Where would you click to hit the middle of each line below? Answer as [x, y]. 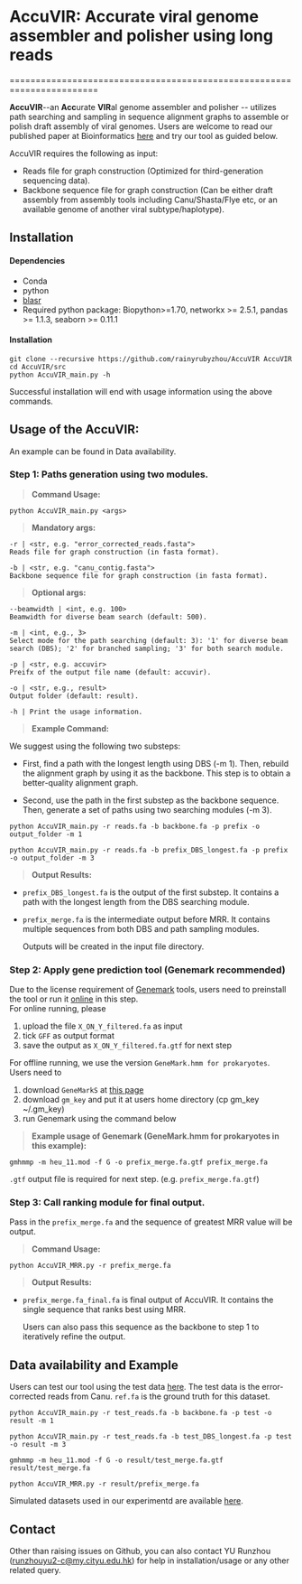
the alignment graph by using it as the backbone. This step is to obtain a [156, 773]
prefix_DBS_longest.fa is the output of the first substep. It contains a [151, 892]
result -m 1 [32, 1421]
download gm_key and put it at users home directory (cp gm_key [141, 1100]
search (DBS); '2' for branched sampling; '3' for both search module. [146, 648]
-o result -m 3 [38, 1445]
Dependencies [37, 260]
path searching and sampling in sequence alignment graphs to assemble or [149, 116]
